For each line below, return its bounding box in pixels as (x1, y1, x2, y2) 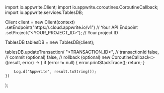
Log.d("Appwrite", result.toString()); (14, 69, 97, 74)
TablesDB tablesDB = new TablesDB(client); (5, 39, 95, 45)
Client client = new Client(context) (5, 19, 75, 25)
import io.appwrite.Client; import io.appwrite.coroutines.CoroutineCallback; (5, 4, 159, 10)
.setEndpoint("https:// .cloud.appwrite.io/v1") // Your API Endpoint (5, 24, 138, 30)
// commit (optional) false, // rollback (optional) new (5, 54, 111, 60)
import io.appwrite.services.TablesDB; (5, 9, 83, 15)
